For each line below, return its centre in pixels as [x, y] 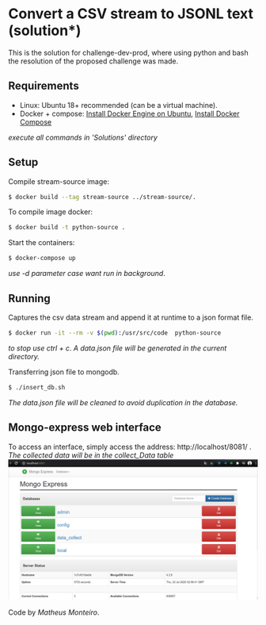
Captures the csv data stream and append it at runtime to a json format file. [131, 317]
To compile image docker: [51, 212]
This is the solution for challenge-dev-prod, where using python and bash [129, 52]
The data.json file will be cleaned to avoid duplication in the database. [123, 402]
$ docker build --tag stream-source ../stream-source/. [102, 197]
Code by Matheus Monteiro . [54, 612]
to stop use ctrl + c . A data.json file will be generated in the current [118, 348]
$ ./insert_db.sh [37, 387]
